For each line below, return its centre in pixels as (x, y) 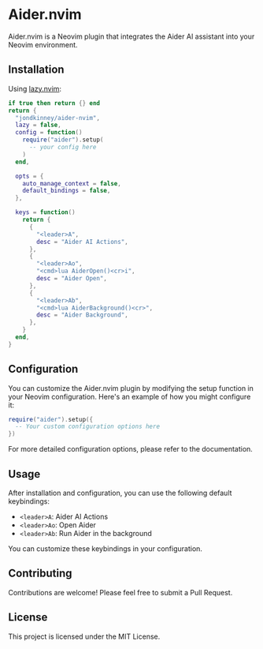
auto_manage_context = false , (72, 183)
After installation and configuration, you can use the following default (120, 493)
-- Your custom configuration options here (87, 427)
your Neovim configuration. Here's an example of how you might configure (130, 396)
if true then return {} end (54, 103)
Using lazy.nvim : (35, 88)
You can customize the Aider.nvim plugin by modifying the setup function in (131, 388)
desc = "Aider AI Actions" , (82, 242)
